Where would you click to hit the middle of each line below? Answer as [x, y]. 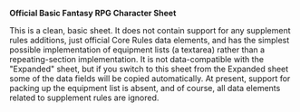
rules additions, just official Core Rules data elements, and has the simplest [150, 40]
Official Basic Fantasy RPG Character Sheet [93, 13]
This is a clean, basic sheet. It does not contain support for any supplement [150, 30]
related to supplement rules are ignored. [84, 98]
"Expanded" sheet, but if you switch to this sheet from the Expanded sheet [149, 69]
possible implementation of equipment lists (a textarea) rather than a [137, 50]
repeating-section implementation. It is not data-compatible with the [137, 59]
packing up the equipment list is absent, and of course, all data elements [145, 88]
